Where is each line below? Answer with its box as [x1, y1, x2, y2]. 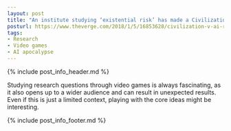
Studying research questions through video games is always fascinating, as [7, 81, 221, 89]
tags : [7, 29, 23, 37]
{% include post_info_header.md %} [7, 67, 110, 76]
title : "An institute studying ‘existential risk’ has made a [7, 17, 189, 23]
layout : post [7, 10, 45, 17]
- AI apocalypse [7, 49, 54, 56]
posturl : [7, 23, 32, 30]
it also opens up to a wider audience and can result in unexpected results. [7, 88, 217, 97]
